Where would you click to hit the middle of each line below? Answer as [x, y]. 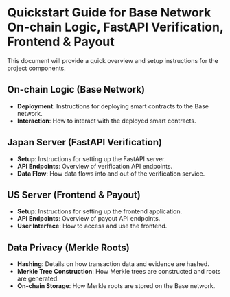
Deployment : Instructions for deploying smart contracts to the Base [113, 106]
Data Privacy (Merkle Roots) [69, 247]
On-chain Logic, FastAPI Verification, [115, 27]
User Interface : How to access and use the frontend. [92, 226]
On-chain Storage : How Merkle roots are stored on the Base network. [116, 286]
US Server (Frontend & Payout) [74, 194]
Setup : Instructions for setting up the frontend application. [100, 211]
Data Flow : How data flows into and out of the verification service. [111, 174]
